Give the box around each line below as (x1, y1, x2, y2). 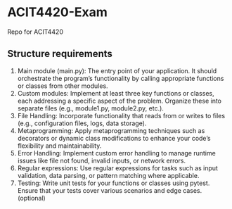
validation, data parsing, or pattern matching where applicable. (17, 171, 200, 179)
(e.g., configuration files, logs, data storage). (17, 119, 147, 127)
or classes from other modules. (17, 82, 108, 90)
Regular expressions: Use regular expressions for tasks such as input (17, 163, 218, 172)
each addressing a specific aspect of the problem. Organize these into (17, 96, 221, 105)
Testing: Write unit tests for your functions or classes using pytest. (17, 179, 210, 187)
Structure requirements (7, 48, 112, 60)
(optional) (17, 194, 46, 202)
